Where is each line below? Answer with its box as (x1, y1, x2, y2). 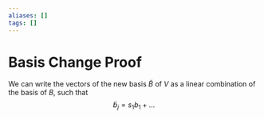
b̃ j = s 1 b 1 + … (112, 100, 156, 112)
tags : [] (8, 19, 37, 27)
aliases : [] (8, 11, 48, 20)
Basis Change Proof (8, 53, 142, 71)
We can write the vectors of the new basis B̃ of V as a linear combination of (8, 79, 256, 89)
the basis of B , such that (8, 88, 89, 98)
